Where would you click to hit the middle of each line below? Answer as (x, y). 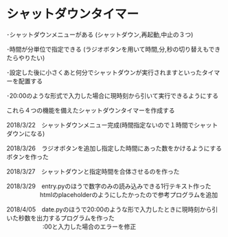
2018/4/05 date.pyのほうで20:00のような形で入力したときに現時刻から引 (112, 209)
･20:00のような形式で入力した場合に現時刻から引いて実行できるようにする (113, 95)
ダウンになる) (26, 133)
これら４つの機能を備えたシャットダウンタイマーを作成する (91, 110)
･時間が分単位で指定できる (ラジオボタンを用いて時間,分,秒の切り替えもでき (114, 49)
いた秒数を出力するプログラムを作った (60, 218)
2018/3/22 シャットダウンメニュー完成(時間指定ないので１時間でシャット (112, 125)
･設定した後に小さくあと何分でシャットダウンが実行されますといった (104, 72)
